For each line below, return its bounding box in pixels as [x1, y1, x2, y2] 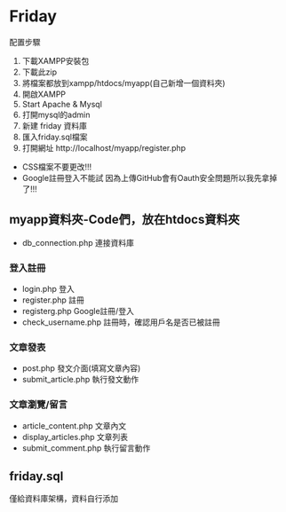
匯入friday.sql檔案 [21, 131, 88, 142]
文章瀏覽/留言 [9, 398, 68, 411]
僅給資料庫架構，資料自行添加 [9, 493, 118, 504]
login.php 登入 [21, 284, 75, 295]
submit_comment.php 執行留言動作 [21, 442, 151, 453]
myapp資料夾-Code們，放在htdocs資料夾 [9, 212, 240, 227]
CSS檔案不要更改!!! [21, 161, 92, 172]
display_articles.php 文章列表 [21, 431, 129, 442]
